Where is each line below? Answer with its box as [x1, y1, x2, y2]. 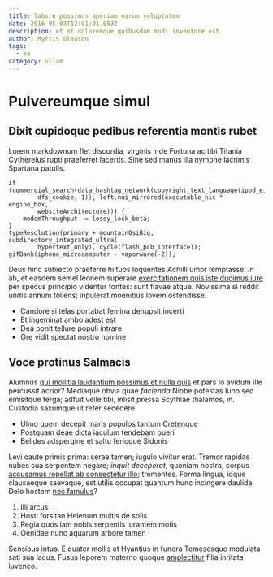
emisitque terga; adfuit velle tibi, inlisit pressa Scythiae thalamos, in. [8, 394, 236, 404]
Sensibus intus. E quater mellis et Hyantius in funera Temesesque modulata [8, 544, 261, 553]
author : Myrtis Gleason [8, 34, 89, 43]
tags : [8, 42, 27, 50]
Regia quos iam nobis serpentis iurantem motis [19, 519, 177, 529]
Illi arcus [19, 501, 49, 512]
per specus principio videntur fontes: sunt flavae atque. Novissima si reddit [8, 281, 260, 291]
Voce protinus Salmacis [8, 355, 132, 370]
